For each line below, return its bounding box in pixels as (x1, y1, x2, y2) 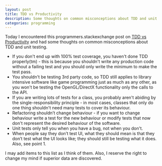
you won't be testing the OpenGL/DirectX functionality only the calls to (12, 84, 154, 90)
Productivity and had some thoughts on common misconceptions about (5, 39, 148, 45)
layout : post (5, 7, 32, 12)
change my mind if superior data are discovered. (5, 155, 102, 161)
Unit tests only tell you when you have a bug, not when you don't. (12, 125, 143, 131)
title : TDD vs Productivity (5, 12, 62, 16)
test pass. (12, 69, 32, 75)
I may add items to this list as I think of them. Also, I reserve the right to (5, 151, 147, 156)
